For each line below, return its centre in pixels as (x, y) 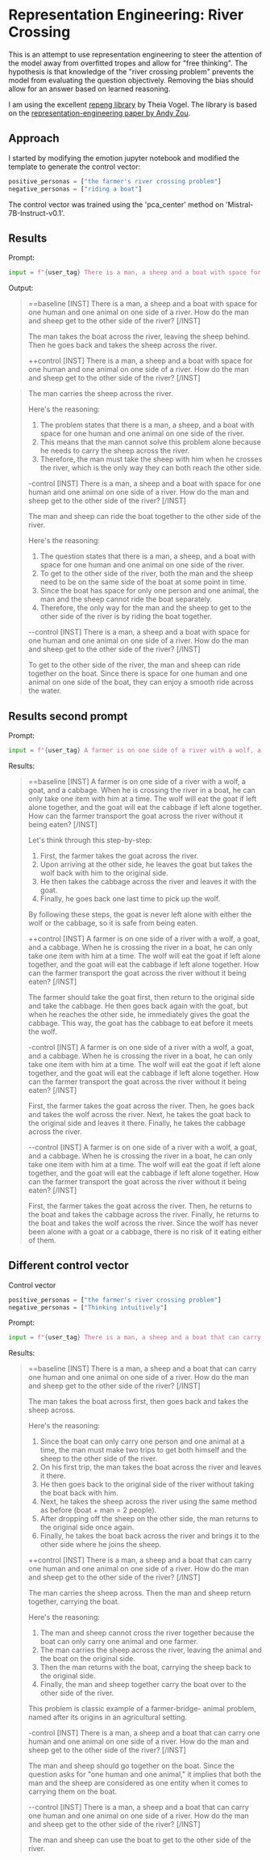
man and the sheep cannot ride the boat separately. (126, 599)
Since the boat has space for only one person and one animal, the (150, 591)
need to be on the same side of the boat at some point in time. (143, 582)
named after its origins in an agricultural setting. (108, 1717)
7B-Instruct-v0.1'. (37, 213)
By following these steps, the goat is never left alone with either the (140, 914)
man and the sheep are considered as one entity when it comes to (138, 1783)
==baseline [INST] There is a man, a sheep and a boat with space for (143, 304)
